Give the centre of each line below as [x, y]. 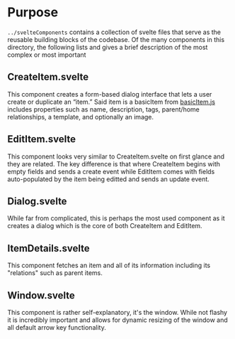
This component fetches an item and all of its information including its [109, 265]
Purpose [33, 12]
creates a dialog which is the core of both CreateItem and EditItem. [105, 226]
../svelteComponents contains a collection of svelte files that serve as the [114, 32]
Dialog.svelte [37, 201]
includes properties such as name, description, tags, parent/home [103, 109]
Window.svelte [41, 295]
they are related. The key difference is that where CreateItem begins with [114, 163]
